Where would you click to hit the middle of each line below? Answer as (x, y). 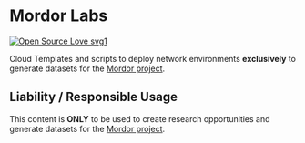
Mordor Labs (59, 16)
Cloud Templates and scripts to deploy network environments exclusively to (153, 58)
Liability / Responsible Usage (93, 97)
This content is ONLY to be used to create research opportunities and (140, 118)
